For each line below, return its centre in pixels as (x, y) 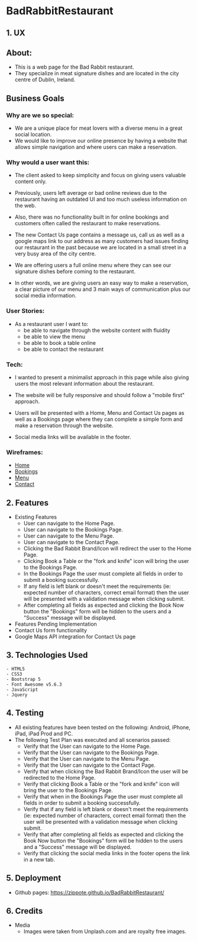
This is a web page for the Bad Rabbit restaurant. (74, 67)
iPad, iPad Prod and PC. (43, 734)
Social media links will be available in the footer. (73, 437)
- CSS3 (14, 674)
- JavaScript (22, 689)
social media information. (46, 296)
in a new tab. (39, 859)
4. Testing (25, 713)
